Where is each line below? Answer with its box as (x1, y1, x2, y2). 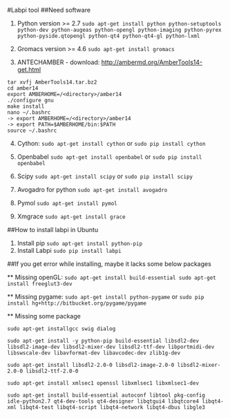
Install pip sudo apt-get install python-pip (17, 239, 143, 247)
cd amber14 (7, 85, 39, 92)
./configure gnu (7, 97, 54, 104)
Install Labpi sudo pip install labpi (17, 247, 122, 254)
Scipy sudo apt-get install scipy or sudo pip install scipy (17, 172, 193, 180)
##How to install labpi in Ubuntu (7, 226, 99, 234)
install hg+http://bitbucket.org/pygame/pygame (7, 300, 147, 307)
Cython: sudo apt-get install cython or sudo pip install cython (17, 140, 206, 147)
